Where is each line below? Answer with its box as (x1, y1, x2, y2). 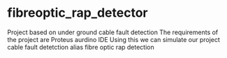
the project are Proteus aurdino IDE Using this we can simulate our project (7, 35, 220, 43)
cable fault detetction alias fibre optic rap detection (7, 43, 155, 51)
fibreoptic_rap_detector (7, 5, 148, 21)
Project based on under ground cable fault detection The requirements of (7, 28, 219, 36)
